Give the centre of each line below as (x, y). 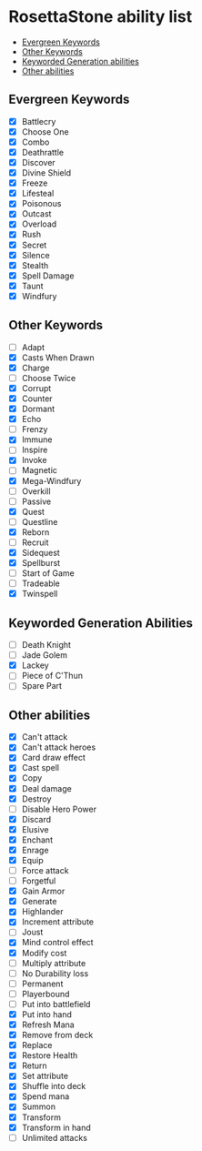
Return (34, 1065)
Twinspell (40, 594)
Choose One (45, 131)
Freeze (35, 183)
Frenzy (35, 429)
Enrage (35, 850)
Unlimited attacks (55, 1137)
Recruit (35, 542)
